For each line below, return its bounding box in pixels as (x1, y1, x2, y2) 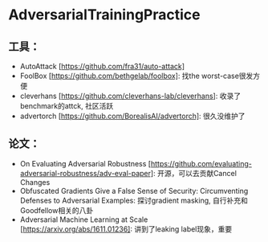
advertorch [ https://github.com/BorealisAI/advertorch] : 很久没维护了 (19, 111, 246, 121)
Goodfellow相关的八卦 (19, 205, 94, 215)
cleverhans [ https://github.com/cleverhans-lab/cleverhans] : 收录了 (19, 91, 242, 100)
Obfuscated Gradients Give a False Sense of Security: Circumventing (19, 186, 249, 195)
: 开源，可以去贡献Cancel (152, 168, 237, 178)
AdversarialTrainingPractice (8, 6, 201, 24)
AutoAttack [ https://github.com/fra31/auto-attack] (19, 62, 185, 71)
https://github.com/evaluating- (150, 158, 253, 168)
